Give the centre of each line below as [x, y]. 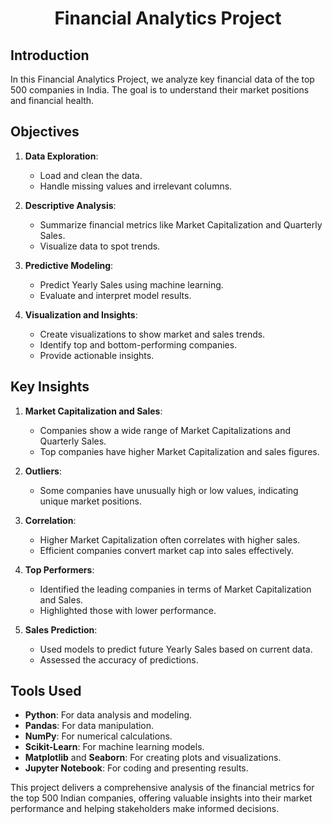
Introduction [50, 55]
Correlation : [50, 520]
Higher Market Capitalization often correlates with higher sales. [170, 539]
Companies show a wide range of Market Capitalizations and [165, 430]
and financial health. [52, 100]
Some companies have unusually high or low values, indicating [169, 490]
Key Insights [50, 387]
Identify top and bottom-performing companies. [138, 344]
